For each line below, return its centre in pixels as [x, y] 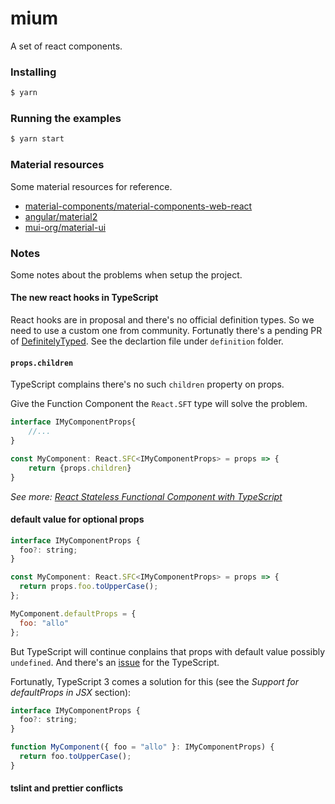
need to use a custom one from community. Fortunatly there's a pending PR [166, 331]
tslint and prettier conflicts [67, 788]
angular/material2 [61, 216]
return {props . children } [80, 468]
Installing [33, 72]
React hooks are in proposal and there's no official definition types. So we [162, 320]
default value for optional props [77, 519]
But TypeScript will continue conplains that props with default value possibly [168, 651]
